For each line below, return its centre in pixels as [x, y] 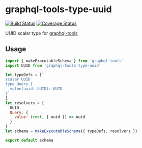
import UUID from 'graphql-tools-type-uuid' [53, 65]
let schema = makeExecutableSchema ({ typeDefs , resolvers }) [72, 131]
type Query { [19, 84]
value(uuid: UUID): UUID [36, 89]
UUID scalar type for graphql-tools [41, 33]
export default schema [29, 140]
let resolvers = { [25, 103]
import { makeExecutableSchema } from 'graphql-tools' [65, 61]
